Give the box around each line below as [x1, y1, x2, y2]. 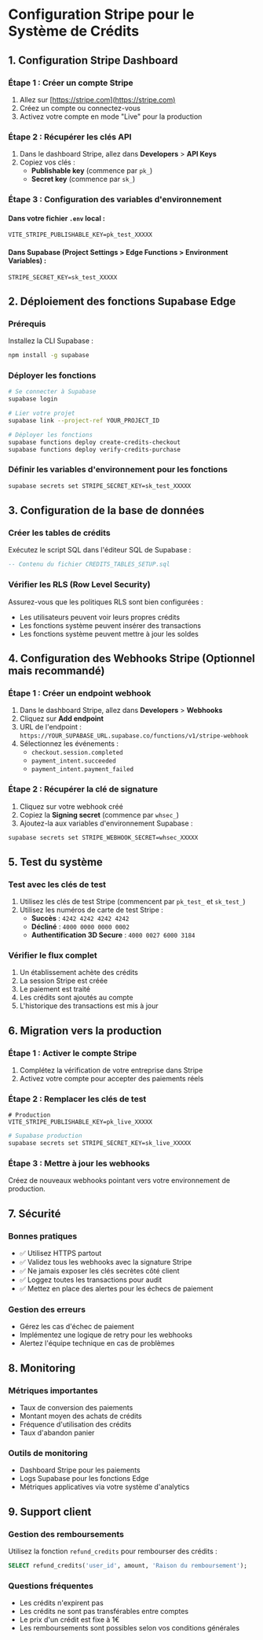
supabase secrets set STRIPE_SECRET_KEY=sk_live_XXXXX [8, 1140, 192, 1147]
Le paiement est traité [19, 984, 90, 994]
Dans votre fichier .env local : [8, 213, 106, 223]
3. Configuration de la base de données [8, 504, 205, 517]
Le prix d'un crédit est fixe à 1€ [19, 1615, 120, 1624]
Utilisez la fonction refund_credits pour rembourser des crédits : [8, 1546, 217, 1556]
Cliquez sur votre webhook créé [19, 801, 123, 811]
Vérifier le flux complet [8, 950, 98, 961]
